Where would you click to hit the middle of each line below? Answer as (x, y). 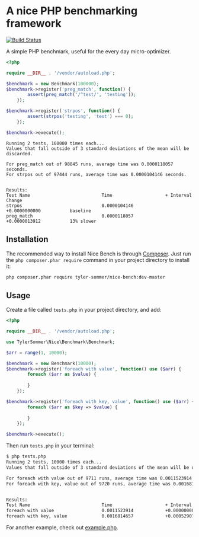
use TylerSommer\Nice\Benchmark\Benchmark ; (61, 342)
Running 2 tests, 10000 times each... (54, 462)
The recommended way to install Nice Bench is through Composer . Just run (99, 254)
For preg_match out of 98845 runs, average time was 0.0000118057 (90, 164)
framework (34, 23)
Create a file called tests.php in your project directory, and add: (84, 310)
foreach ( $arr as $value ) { (62, 375)
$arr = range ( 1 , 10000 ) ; (37, 353)
